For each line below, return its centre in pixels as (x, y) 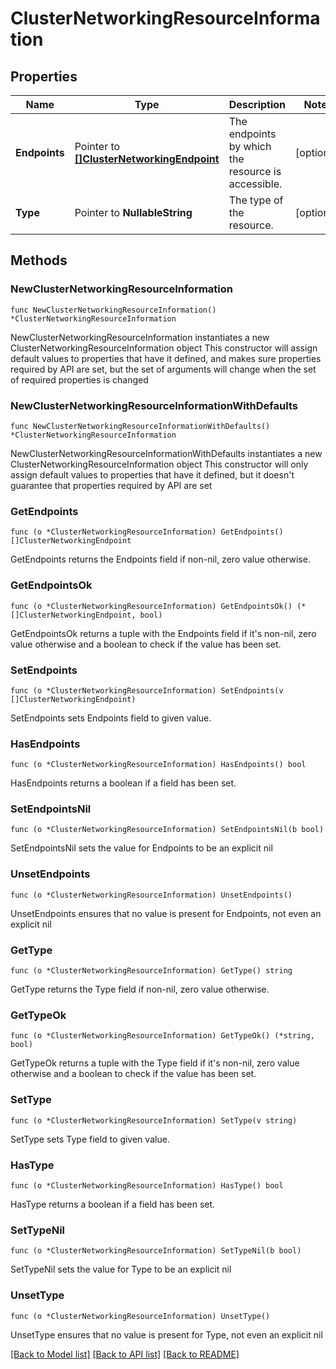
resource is (255, 171)
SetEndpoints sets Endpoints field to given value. (111, 718)
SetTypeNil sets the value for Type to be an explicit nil (121, 1269)
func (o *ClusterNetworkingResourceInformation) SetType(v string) (154, 1120)
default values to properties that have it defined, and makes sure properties (166, 358)
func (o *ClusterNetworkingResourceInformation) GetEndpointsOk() (151, 606)
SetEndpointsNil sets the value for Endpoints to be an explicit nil (141, 848)
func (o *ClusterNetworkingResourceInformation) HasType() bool (147, 1185)
